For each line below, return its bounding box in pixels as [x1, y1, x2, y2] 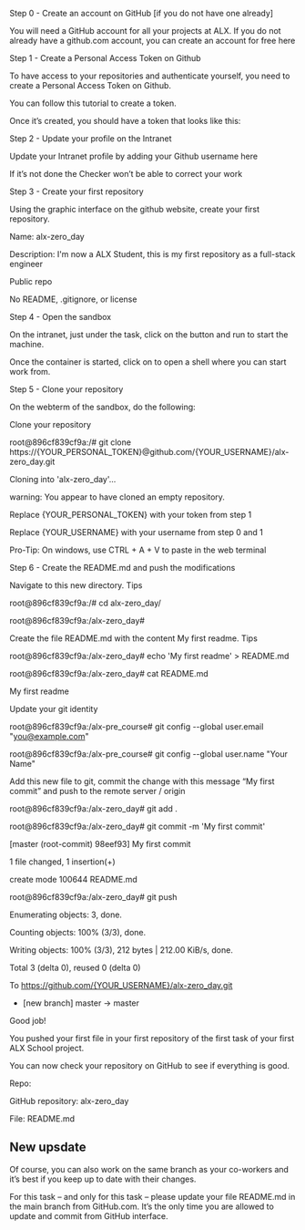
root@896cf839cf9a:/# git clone [9, 437, 132, 448]
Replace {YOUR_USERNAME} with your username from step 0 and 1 [9, 527, 264, 537]
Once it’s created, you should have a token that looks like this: [9, 116, 241, 126]
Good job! [9, 1016, 47, 1026]
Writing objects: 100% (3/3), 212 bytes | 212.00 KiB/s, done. [9, 945, 234, 956]
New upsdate [9, 1140, 86, 1155]
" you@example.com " [9, 731, 89, 741]
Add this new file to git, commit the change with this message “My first [9, 776, 275, 787]
